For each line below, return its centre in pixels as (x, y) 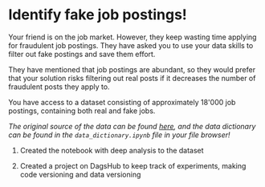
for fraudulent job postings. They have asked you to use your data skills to (131, 45)
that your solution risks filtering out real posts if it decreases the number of (132, 78)
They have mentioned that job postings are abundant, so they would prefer (132, 69)
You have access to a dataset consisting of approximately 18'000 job (122, 102)
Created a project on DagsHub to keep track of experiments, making (133, 165)
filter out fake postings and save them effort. (82, 54)
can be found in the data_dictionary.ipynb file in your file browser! (119, 135)
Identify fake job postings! (98, 15)
